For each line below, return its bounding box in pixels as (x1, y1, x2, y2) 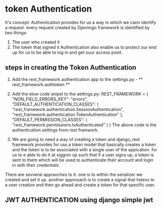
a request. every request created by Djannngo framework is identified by (5, 24, 150, 30)
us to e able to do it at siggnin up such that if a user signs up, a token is (12, 152, 154, 158)
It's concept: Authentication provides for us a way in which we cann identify (5, 19, 156, 25)
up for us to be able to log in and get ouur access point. (12, 49, 123, 55)
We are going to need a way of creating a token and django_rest (12, 136, 140, 142)
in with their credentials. (12, 162, 60, 168)
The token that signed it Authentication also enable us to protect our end (12, 44, 157, 50)
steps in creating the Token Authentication (5, 64, 136, 72)
